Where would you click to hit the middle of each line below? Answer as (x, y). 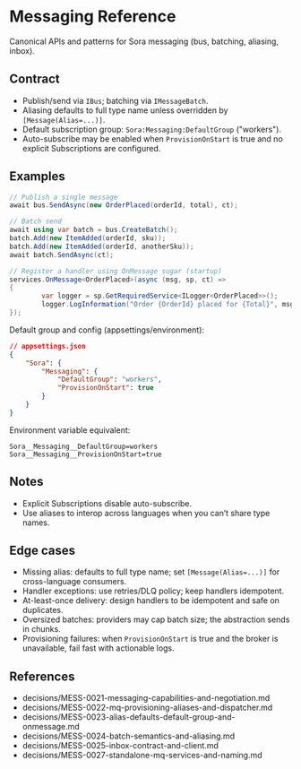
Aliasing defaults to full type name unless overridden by (125, 110)
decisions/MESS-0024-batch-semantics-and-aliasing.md (129, 736)
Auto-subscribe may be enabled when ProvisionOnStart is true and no (153, 138)
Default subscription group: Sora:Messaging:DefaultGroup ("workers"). (152, 129)
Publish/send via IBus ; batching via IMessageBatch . (115, 100)
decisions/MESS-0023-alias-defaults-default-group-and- (129, 717)
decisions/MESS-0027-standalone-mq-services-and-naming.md (142, 756)
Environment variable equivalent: (70, 430)
